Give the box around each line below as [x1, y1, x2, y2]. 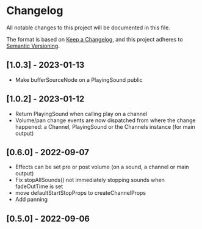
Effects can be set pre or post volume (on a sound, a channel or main [15, 163, 189, 171]
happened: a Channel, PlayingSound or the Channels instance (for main [15, 123, 195, 130]
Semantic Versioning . [6, 42, 60, 49]
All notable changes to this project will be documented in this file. [6, 24, 171, 31]
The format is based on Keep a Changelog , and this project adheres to [6, 35, 183, 43]
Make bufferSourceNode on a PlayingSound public [15, 76, 143, 83]
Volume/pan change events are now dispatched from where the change [15, 117, 196, 124]
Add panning [15, 196, 48, 203]
